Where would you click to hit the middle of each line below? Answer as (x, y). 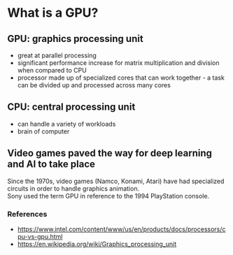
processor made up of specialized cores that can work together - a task (121, 78)
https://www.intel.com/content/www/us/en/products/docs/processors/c (121, 229)
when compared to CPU (52, 70)
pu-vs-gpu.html (40, 236)
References (27, 214)
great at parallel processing (57, 55)
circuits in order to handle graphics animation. (73, 188)
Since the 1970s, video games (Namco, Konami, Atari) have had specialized (116, 181)
